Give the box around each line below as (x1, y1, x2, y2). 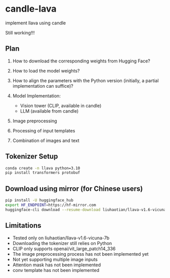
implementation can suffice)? (12, 83, 73, 89)
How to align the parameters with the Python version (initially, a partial (12, 77, 159, 84)
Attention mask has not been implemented (12, 262, 101, 268)
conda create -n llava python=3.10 (5, 165, 80, 170)
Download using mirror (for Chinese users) (5, 184, 143, 193)
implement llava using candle (5, 20, 66, 26)
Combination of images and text (12, 137, 79, 144)
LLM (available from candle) (20, 108, 79, 114)
